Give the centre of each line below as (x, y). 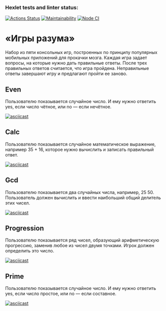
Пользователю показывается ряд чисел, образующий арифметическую (82, 240)
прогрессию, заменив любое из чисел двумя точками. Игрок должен (80, 245)
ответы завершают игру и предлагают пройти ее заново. (66, 73)
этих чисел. (18, 203)
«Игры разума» (40, 38)
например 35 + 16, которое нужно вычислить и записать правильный (79, 149)
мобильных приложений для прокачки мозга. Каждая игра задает (76, 58)
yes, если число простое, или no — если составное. (61, 293)
